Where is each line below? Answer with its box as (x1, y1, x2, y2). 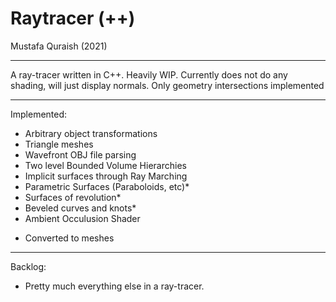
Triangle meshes (24, 138, 94, 150)
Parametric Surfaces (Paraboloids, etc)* (24, 180, 190, 192)
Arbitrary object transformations (24, 127, 158, 139)
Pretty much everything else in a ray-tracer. (24, 280, 205, 292)
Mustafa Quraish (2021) (10, 40, 108, 52)
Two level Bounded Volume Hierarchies (24, 159, 187, 171)
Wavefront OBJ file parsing (24, 148, 137, 161)
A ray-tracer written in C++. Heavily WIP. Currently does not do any (10, 68, 288, 81)
